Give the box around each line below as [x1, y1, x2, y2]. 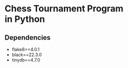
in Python [4, 13, 45, 25]
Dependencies [4, 33, 51, 42]
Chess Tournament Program [4, 3, 124, 14]
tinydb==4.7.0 [11, 57, 41, 63]
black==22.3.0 [11, 52, 42, 58]
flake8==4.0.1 [11, 47, 40, 52]
